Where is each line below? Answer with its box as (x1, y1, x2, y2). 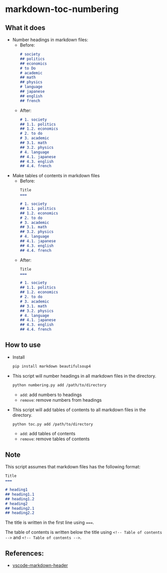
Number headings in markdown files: (12, 37, 88, 43)
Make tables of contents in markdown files (12, 173, 100, 179)
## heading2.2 (5, 510, 35, 515)
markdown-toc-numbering (5, 4, 119, 15)
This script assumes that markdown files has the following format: (5, 464, 141, 470)
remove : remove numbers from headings (19, 397, 102, 403)
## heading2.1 (5, 506, 35, 511)
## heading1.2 (5, 496, 35, 501)
